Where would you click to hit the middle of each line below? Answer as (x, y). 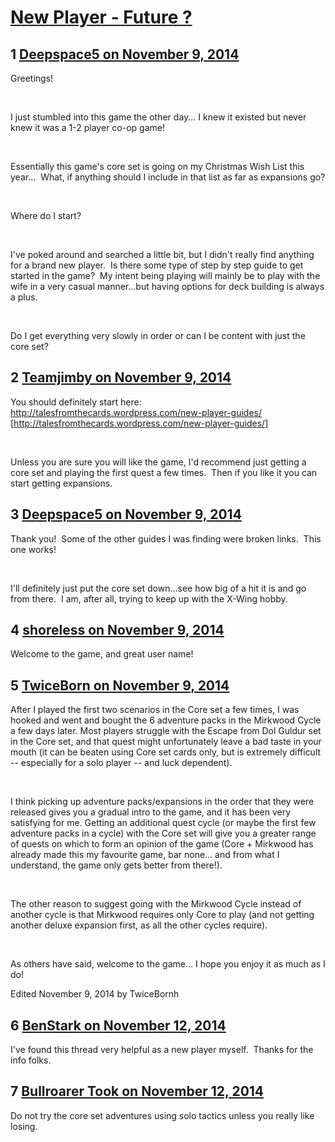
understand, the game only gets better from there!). (116, 865)
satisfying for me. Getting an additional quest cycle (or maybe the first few (163, 823)
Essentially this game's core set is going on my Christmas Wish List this (157, 166)
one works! (33, 549)
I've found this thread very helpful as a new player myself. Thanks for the (162, 1050)
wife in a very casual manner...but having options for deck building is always (167, 286)
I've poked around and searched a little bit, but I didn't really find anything (162, 254)
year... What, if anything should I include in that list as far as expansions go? (168, 177)
